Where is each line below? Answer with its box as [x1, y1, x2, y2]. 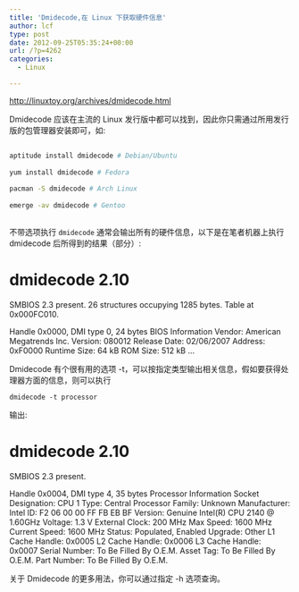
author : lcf [9, 21, 54, 30]
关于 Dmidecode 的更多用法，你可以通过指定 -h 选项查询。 [9, 573, 226, 584]
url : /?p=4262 [9, 47, 62, 55]
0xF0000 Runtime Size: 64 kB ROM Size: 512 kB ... [9, 345, 195, 356]
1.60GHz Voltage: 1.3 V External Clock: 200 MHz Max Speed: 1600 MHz [9, 516, 272, 528]
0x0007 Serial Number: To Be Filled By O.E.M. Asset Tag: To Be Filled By [9, 545, 276, 555]
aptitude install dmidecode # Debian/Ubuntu [9, 151, 178, 160]
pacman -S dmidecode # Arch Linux [9, 184, 138, 193]
